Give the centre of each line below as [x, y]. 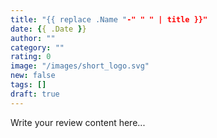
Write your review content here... [78, 122]
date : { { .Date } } [48, 29]
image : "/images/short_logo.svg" [80, 66]
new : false [33, 76]
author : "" [33, 38]
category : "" [37, 47]
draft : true [35, 94]
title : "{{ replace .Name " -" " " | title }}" [109, 19]
